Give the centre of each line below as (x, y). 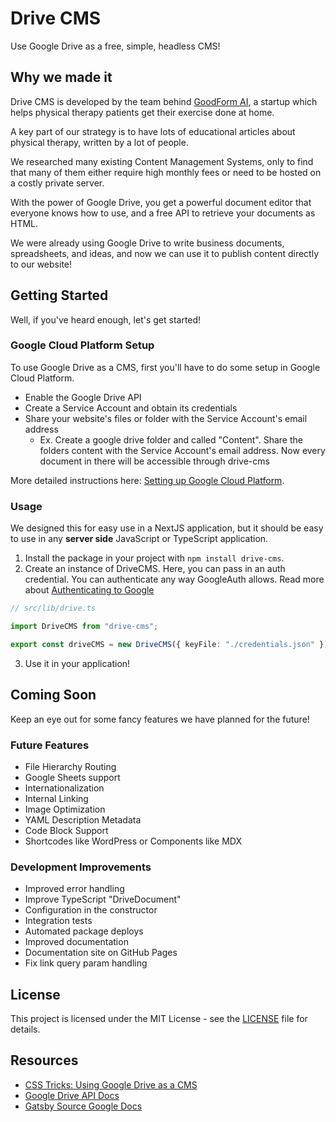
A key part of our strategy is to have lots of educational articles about (153, 131)
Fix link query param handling (86, 963)
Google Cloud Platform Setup (82, 345)
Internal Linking (56, 798)
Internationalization (64, 788)
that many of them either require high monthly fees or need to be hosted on (166, 172)
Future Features (50, 745)
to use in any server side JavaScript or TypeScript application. (139, 539)
